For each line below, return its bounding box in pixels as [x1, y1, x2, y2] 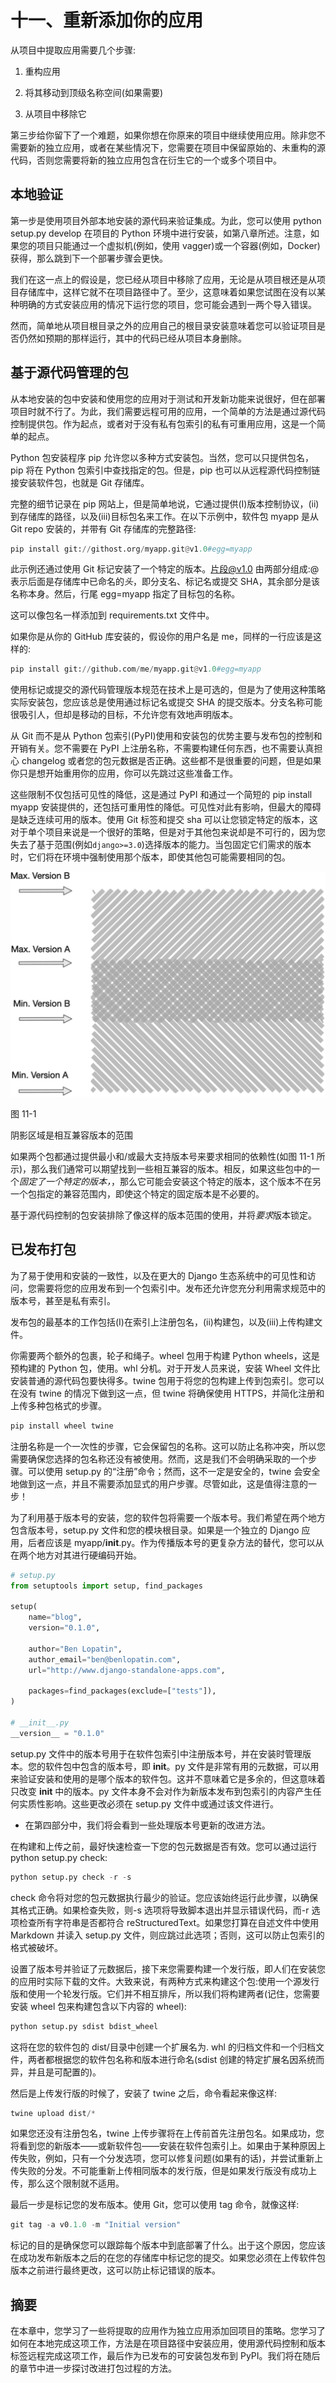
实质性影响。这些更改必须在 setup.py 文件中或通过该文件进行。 [18, 1797, 280, 1810]
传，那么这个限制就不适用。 [10, 2177, 125, 2190]
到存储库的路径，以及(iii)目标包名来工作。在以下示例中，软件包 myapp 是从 [10, 510, 320, 522]
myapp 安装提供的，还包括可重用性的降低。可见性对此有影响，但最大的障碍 [10, 801, 322, 813]
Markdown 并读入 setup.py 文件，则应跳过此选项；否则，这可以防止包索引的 [10, 1929, 325, 1941]
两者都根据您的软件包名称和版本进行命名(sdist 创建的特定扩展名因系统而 [27, 2053, 325, 2065]
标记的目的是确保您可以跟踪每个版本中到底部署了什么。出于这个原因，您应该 [10, 2239, 326, 2251]
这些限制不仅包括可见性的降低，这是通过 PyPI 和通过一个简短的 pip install [10, 789, 313, 801]
